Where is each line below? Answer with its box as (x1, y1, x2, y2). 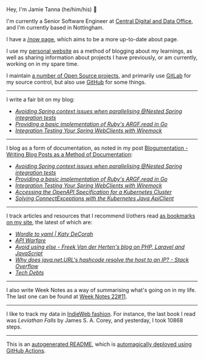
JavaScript (15, 250, 43, 257)
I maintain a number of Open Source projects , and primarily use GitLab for (6, 72, 191, 79)
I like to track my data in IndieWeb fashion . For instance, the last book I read (6, 310, 195, 318)
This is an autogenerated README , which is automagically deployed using (6, 341, 192, 348)
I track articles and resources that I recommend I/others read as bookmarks (6, 212, 195, 219)
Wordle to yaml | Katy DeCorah (15, 230, 93, 238)
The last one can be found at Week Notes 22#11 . (6, 293, 127, 300)
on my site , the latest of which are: (6, 219, 93, 225)
